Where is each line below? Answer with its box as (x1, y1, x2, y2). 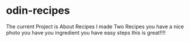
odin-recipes (6, 4, 70, 17)
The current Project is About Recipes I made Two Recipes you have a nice (6, 23, 184, 30)
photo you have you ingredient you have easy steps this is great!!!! (6, 29, 166, 36)
